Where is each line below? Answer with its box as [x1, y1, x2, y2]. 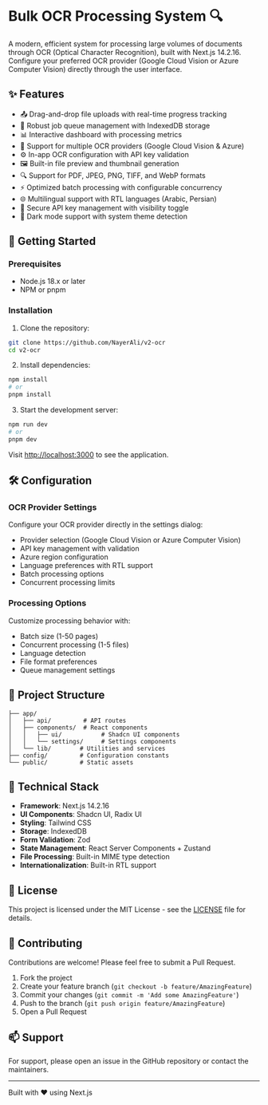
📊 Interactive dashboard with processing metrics [19, 129, 182, 139]
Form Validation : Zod [19, 835, 91, 845]
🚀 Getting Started [8, 235, 97, 248]
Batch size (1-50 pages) [19, 631, 99, 641]
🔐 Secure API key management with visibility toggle [19, 203, 189, 212]
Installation [8, 305, 53, 316]
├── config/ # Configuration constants [8, 752, 170, 760]
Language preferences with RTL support [19, 561, 153, 570]
